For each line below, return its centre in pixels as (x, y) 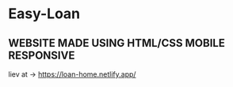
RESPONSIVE (42, 55)
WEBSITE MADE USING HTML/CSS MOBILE (117, 43)
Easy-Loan (44, 14)
